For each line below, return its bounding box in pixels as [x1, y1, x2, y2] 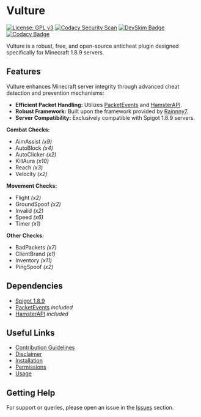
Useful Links [6, 328, 55, 338]
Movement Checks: [6, 182, 57, 190]
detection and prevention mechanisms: [6, 89, 104, 97]
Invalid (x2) [15, 207, 44, 214]
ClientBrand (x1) [15, 250, 56, 257]
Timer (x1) [15, 220, 41, 227]
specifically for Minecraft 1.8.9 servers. [6, 48, 104, 56]
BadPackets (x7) [15, 243, 57, 251]
